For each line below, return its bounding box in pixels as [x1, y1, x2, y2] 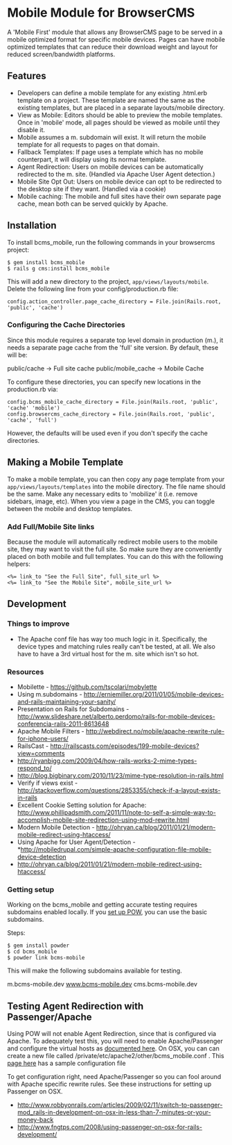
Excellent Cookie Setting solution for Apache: [17, 801, 147, 809]
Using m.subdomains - [17, 690, 82, 698]
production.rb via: [7, 384, 58, 393]
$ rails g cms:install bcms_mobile [7, 265, 110, 272]
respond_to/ [17, 763, 52, 772]
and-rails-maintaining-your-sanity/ [17, 697, 116, 706]
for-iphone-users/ [17, 734, 69, 742]
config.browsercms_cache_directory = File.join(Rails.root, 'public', [7, 410, 215, 418]
